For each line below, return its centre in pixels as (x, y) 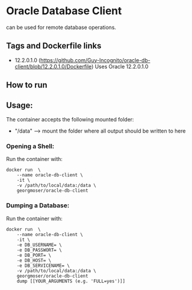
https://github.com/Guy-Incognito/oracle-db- (95, 60)
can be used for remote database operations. (61, 27)
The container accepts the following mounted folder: (70, 119)
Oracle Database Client (64, 11)
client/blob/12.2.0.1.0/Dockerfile (53, 66)
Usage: (20, 105)
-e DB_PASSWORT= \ (39, 250)
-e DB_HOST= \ (34, 260)
